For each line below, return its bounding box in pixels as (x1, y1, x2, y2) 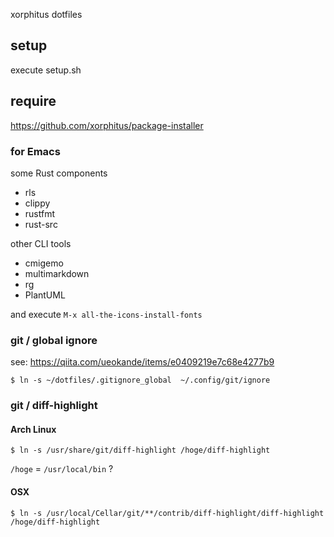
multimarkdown (24, 267, 90, 279)
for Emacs (10, 144, 61, 158)
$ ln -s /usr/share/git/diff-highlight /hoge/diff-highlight (10, 445, 271, 456)
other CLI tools (10, 237, 72, 249)
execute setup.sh (10, 64, 82, 76)
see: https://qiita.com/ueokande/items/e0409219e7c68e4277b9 (10, 356, 275, 368)
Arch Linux (10, 423, 57, 435)
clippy (24, 197, 51, 209)
